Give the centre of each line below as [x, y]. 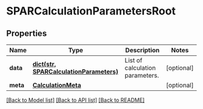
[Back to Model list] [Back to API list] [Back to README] [76, 100]
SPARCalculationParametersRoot [91, 11]
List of [134, 60]
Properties [27, 33]
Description [143, 50]
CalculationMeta [57, 85]
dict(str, [44, 64]
